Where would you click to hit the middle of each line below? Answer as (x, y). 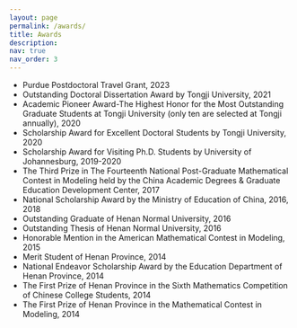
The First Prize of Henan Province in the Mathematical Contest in (142, 305)
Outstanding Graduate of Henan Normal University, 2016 (127, 218)
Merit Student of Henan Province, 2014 (94, 257)
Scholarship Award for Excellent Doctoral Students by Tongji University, (154, 133)
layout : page (34, 18)
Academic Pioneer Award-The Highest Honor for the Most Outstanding (153, 104)
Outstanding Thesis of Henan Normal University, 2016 (122, 228)
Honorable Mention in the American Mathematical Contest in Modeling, (153, 238)
